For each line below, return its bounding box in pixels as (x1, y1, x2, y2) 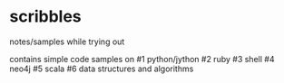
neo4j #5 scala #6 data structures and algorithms (9, 63, 194, 74)
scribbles (9, 6, 82, 27)
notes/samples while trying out (9, 36, 125, 47)
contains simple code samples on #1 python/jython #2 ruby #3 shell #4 (9, 53, 275, 64)
